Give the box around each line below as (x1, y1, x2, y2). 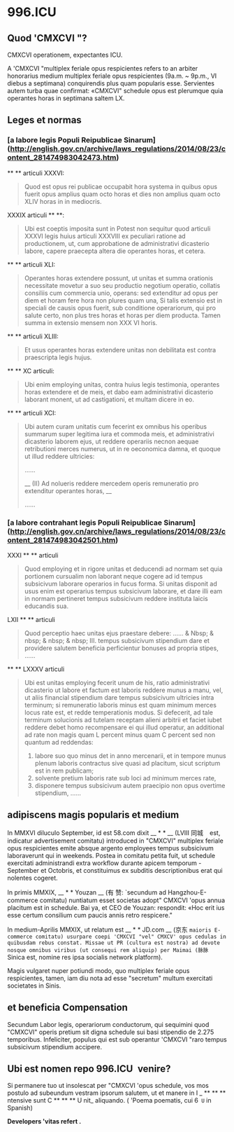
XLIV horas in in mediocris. (24, 197, 102, 205)
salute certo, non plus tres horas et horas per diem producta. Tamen (24, 311, 221, 319)
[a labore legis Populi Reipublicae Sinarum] (7, 135, 156, 145)
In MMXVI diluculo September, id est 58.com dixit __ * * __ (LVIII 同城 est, (7, 828, 221, 837)
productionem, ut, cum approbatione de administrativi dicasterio (24, 239, 210, 247)
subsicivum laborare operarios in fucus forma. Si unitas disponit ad (24, 579, 218, 588)
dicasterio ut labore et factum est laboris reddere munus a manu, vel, (24, 686, 224, 694)
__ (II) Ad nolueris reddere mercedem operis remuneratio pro (24, 479, 199, 488)
